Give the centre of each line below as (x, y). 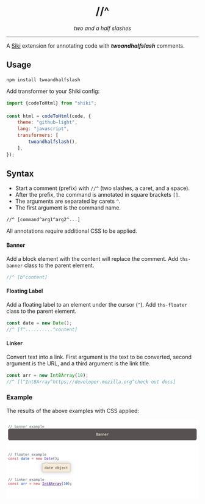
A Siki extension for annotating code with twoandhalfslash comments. (95, 46)
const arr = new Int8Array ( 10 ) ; (47, 375)
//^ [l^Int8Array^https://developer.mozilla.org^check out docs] (91, 382)
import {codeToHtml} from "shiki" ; (52, 103)
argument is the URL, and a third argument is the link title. (78, 363)
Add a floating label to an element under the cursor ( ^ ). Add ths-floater (97, 304)
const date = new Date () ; (39, 323)
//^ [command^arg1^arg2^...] (43, 220)
